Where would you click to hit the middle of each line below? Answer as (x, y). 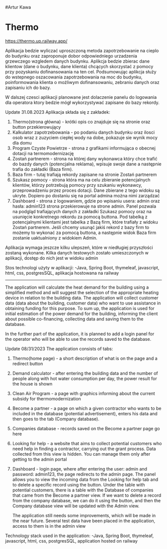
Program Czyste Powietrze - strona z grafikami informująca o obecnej (84, 148)
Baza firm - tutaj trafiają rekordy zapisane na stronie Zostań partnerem (84, 174)
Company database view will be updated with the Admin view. (76, 506)
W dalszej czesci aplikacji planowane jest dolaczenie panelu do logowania (81, 97)
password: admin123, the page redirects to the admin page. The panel (84, 474)
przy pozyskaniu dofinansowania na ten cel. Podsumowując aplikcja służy (81, 72)
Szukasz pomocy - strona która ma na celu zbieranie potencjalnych (81, 180)
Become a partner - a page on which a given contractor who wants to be (87, 408)
